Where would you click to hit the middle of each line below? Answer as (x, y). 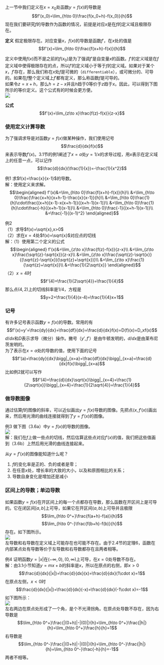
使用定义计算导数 (25, 127)
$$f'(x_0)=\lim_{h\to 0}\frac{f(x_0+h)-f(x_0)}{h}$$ (82, 16)
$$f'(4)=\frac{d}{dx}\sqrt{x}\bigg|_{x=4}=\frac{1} (82, 380)
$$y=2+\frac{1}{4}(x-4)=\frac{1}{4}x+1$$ (82, 297)
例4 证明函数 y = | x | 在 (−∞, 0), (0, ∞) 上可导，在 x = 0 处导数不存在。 (72, 559)
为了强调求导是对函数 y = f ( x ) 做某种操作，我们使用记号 (60, 138)
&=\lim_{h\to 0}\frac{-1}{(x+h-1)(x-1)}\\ (115, 208)
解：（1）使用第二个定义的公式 (35, 241)
